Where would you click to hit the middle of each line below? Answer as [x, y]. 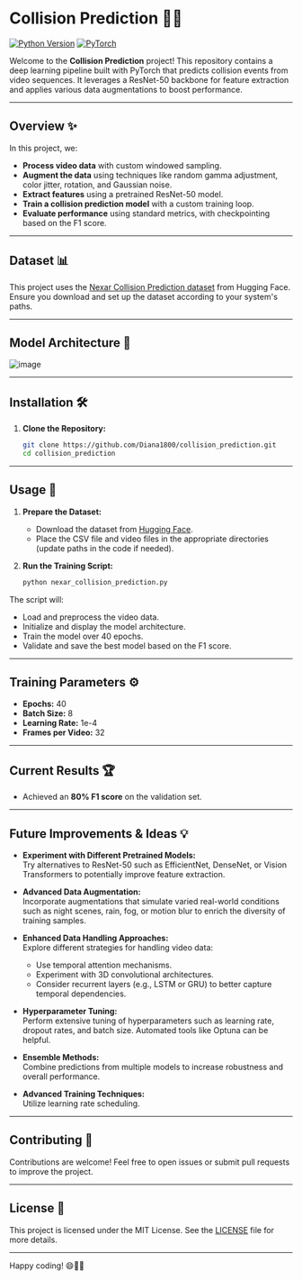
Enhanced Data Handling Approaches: [95, 938]
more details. [34, 1239]
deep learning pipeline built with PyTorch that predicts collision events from [149, 70]
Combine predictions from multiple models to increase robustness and [153, 1067]
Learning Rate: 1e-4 [60, 723]
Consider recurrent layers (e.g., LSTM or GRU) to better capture [154, 985]
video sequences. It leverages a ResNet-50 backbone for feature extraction [149, 79]
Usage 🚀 [33, 490]
